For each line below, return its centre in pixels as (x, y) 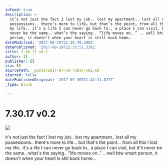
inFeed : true (19, 10)
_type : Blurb (19, 84)
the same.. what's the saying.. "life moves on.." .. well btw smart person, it (81, 153)
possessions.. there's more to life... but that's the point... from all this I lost (81, 142)
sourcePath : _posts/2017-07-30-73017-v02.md (52, 71)
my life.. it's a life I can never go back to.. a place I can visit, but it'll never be (84, 147)
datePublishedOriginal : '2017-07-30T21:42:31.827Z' (60, 80)
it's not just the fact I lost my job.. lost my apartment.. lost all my (71, 137)
